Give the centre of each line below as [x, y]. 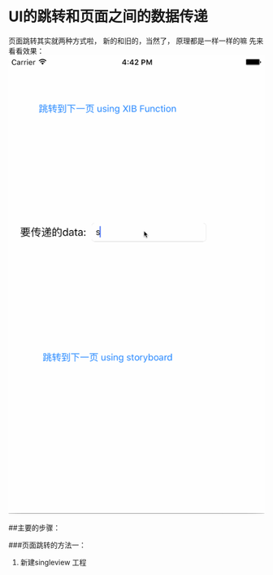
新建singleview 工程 [53, 562]
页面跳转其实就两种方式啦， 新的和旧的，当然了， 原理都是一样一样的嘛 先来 [136, 41]
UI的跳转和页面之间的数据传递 [108, 17]
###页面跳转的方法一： [48, 545]
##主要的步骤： [35, 527]
